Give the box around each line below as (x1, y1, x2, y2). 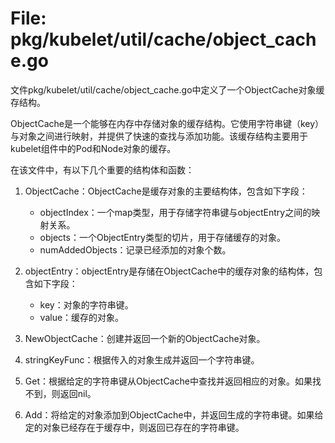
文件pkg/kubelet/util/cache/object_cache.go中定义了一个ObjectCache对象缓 (10, 83, 325, 96)
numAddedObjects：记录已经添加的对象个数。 (39, 243, 232, 256)
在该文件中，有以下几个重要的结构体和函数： (10, 163, 195, 176)
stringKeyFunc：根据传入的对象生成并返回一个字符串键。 (24, 353, 260, 366)
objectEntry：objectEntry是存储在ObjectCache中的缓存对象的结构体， (24, 265, 315, 277)
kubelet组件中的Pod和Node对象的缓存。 (10, 142, 177, 154)
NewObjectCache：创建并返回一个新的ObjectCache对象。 (24, 332, 266, 344)
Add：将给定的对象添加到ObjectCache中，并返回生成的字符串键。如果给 (24, 408, 324, 421)
